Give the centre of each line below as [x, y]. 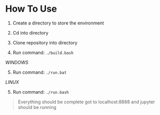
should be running [37, 107]
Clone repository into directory [45, 42]
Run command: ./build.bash [43, 52]
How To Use [31, 9]
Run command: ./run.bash [41, 92]
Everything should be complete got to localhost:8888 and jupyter [86, 102]
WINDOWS [17, 62]
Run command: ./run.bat [40, 72]
